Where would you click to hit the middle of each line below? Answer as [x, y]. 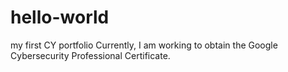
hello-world [60, 17]
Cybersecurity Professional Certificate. [90, 55]
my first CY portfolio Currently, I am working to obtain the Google [144, 45]
